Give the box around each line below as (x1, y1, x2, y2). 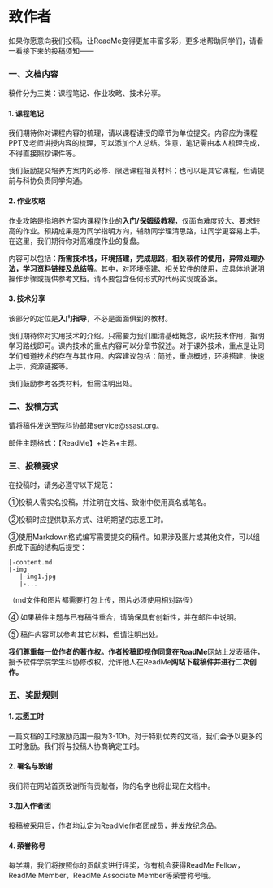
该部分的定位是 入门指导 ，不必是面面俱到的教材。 (8, 313, 172, 323)
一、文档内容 (8, 68, 59, 80)
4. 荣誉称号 (8, 841, 46, 851)
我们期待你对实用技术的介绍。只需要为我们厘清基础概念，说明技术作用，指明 (8, 330, 265, 340)
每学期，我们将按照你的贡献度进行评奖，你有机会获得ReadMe (8, 860, 214, 870)
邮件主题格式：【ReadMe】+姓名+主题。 (8, 438, 142, 448)
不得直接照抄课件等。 (8, 148, 80, 159)
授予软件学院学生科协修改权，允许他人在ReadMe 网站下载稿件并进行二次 (8, 657, 250, 667)
